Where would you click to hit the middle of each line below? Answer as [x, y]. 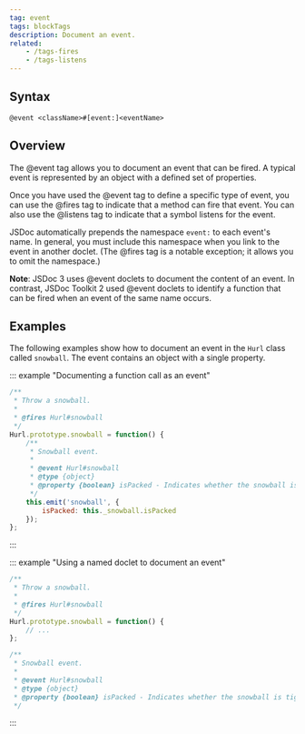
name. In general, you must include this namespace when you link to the [144, 241]
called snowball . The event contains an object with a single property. [138, 358]
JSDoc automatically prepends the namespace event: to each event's [140, 232]
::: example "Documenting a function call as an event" [110, 376]
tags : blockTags [40, 26]
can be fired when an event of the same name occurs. [110, 297]
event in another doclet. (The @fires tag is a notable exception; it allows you [152, 251]
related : [26, 43]
